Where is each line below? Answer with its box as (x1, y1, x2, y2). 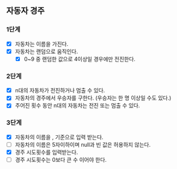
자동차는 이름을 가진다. (14, 40, 69, 47)
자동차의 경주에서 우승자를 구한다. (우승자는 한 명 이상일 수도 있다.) (14, 94, 172, 101)
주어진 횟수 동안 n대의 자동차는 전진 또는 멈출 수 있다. (14, 102, 140, 109)
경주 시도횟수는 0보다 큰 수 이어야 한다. (14, 156, 107, 163)
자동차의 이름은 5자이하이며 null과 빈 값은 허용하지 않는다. (14, 141, 151, 148)
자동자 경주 (6, 5, 45, 16)
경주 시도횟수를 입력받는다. (14, 148, 78, 156)
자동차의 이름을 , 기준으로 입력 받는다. (14, 133, 104, 141)
